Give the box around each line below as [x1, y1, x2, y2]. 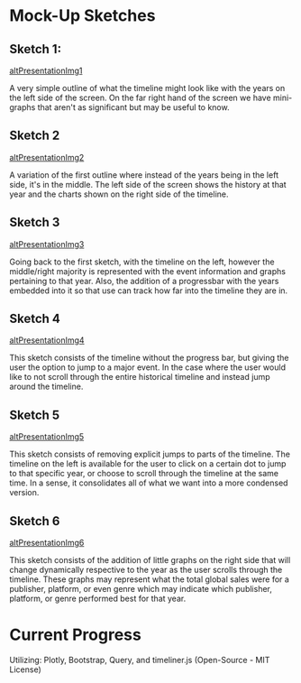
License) [9, 664, 42, 675]
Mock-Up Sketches [9, 5, 156, 26]
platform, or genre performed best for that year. [9, 593, 187, 605]
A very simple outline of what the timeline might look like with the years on [9, 83, 286, 93]
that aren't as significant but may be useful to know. [37, 102, 230, 113]
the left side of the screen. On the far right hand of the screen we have [9, 92, 272, 103]
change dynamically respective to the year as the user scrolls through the [9, 565, 283, 576]
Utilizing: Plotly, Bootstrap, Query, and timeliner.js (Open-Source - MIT [9, 655, 270, 665]
